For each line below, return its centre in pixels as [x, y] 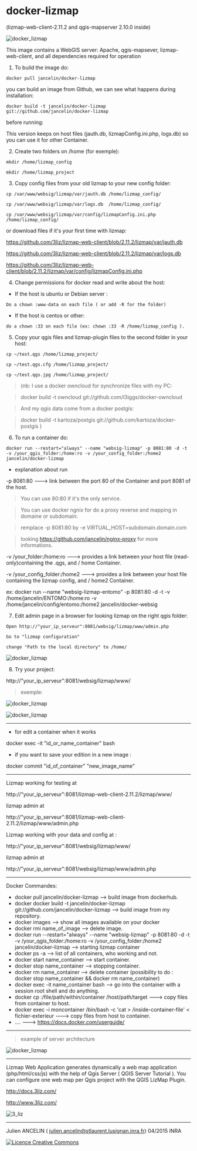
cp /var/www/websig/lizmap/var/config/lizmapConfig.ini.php [81, 215]
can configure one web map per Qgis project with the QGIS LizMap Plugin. [96, 1079]
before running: [25, 122]
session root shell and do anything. [57, 991]
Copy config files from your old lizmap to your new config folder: [93, 183]
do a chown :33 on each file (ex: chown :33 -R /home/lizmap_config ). [95, 326]
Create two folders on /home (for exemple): [67, 151]
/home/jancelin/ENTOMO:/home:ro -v [51, 598]
